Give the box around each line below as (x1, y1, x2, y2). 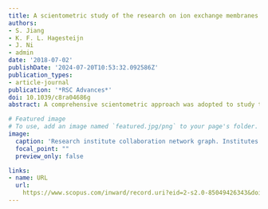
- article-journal (8, 78, 69, 86)
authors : (8, 19, 37, 27)
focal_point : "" (15, 144, 69, 152)
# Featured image (8, 115, 66, 124)
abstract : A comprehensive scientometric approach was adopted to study (8, 101, 255, 108)
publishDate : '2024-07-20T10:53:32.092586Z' (8, 64, 159, 72)
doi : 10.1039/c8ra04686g (8, 93, 91, 101)
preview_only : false (15, 152, 84, 160)
